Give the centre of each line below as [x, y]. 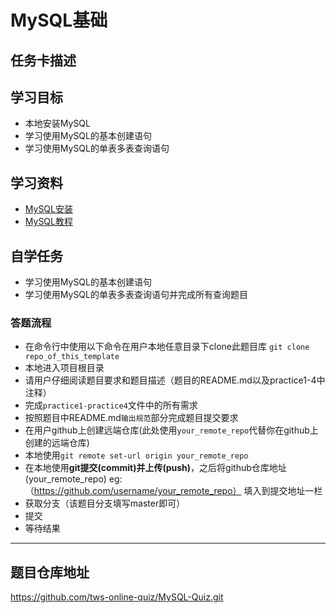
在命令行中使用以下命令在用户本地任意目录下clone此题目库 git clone [167, 347]
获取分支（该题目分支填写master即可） [105, 503]
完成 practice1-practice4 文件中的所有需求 [111, 405]
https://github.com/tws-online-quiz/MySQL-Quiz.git [117, 597]
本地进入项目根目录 [64, 368]
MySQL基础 [59, 20]
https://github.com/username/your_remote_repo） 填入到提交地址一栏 [178, 491]
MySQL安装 [48, 209]
